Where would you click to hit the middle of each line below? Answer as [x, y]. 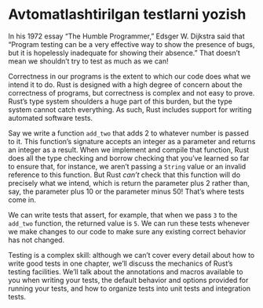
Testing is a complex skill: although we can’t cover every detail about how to [131, 255]
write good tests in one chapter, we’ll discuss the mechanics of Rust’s [121, 263]
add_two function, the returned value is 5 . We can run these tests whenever [129, 223]
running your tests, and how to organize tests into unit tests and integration [130, 288]
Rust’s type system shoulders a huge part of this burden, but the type [121, 101]
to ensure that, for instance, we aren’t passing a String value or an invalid [127, 166]
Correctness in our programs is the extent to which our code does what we [130, 76]
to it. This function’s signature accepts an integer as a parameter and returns [132, 141]
